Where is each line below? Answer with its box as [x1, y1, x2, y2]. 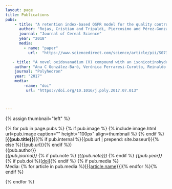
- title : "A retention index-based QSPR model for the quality [14, 21, 153, 27]
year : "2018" [18, 36, 47, 41]
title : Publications [5, 12, 50, 17]
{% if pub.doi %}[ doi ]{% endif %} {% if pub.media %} [5, 158, 119, 164]
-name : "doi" [24, 83, 52, 88]
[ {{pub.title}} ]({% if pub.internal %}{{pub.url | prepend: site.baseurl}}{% [5, 136, 160, 142]
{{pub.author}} [5, 147, 36, 153]
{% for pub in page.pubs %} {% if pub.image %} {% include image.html [5, 125, 156, 131]
